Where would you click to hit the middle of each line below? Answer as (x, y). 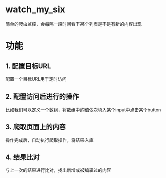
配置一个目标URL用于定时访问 (36, 79)
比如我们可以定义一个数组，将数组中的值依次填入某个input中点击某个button (83, 110)
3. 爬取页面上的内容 (36, 127)
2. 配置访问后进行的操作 (42, 97)
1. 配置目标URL (28, 66)
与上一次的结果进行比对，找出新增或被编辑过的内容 (58, 170)
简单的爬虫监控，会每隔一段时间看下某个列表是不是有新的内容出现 (73, 24)
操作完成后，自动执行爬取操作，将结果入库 (49, 140)
